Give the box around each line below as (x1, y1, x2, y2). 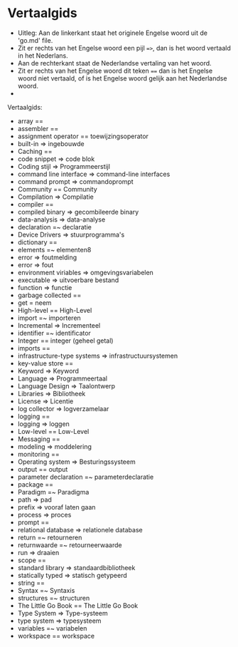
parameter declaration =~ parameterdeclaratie (17, 472, 154, 481)
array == (17, 116, 44, 125)
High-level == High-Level (17, 306, 92, 314)
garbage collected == (17, 291, 82, 299)
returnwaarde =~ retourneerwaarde (17, 540, 122, 549)
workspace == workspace (17, 631, 94, 640)
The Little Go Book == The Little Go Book (17, 601, 139, 610)
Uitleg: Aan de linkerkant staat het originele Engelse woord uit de (17, 29, 208, 37)
